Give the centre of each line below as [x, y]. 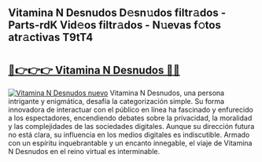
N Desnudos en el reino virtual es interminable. [84, 151]
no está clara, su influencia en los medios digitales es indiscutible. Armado [129, 134]
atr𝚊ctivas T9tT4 [51, 37]
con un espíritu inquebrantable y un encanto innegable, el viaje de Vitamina [130, 143]
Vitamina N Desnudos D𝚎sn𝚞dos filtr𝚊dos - [117, 13]
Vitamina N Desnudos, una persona [167, 93]
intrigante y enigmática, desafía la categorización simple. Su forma [116, 101]
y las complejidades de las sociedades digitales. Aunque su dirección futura [131, 126]
